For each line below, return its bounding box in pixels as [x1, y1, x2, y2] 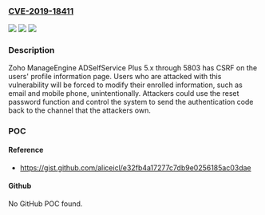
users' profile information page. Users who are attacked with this [8, 71, 222, 81]
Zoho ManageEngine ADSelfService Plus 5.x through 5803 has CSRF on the [8, 62, 258, 73]
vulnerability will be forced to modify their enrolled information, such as [8, 80, 243, 90]
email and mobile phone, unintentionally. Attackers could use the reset [8, 88, 239, 98]
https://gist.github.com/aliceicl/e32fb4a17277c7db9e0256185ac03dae [19, 162, 251, 173]
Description [8, 45, 55, 56]
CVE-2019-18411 [8, 6, 74, 17]
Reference [8, 145, 44, 155]
